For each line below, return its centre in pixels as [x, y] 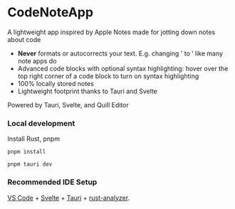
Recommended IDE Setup [52, 182]
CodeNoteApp [51, 12]
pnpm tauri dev [30, 164]
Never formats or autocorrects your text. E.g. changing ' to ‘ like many [120, 53]
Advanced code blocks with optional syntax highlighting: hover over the [123, 68]
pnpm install [27, 152]
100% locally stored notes [56, 83]
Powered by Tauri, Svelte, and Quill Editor [68, 104]
